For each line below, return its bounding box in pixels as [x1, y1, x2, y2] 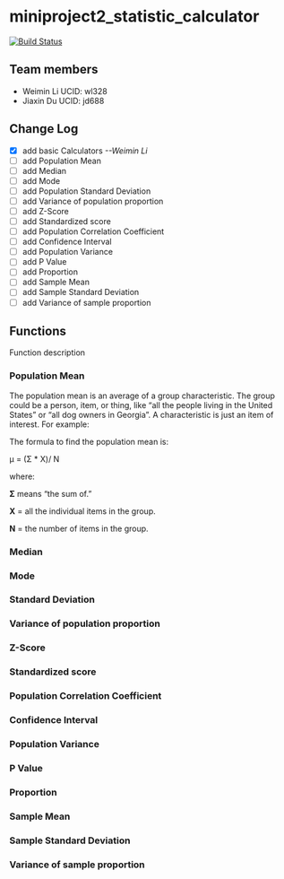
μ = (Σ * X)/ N [9, 453, 60, 464]
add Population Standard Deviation [22, 186, 151, 196]
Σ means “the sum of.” [9, 488, 92, 499]
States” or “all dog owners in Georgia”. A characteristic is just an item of [9, 409, 274, 420]
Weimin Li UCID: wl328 [22, 85, 108, 96]
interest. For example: [9, 419, 90, 430]
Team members [9, 62, 99, 77]
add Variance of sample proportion [22, 297, 151, 308]
